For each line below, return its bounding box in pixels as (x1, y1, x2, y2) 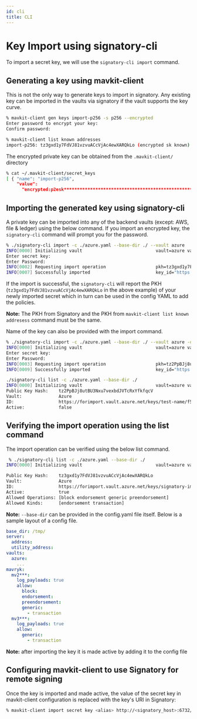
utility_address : (11, 545, 54, 551)
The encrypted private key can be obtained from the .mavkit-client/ (6, 153, 174, 160)
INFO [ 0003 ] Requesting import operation (6, 361, 107, 367)
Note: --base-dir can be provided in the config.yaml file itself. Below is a (6, 511, 182, 518)
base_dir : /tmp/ (6, 528, 46, 534)
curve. (6, 104, 22, 111)
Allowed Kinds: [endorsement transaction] (6, 500, 125, 506)
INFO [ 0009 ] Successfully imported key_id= (6, 366, 175, 373)
